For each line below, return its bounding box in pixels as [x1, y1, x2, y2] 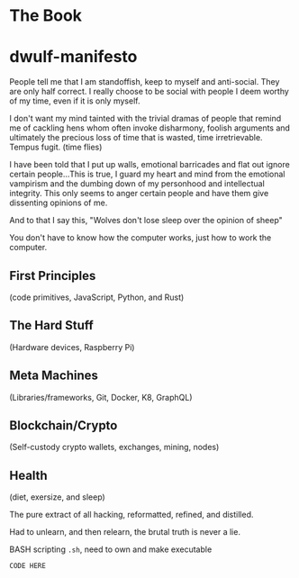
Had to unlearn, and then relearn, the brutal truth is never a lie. [9, 527, 241, 537]
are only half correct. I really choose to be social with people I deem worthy [9, 86, 290, 97]
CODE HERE [9, 562, 47, 571]
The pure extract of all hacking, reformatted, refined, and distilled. [9, 510, 254, 520]
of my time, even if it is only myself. [9, 95, 140, 106]
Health [9, 467, 48, 483]
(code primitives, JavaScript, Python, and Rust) [9, 292, 185, 303]
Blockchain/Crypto [9, 418, 118, 433]
